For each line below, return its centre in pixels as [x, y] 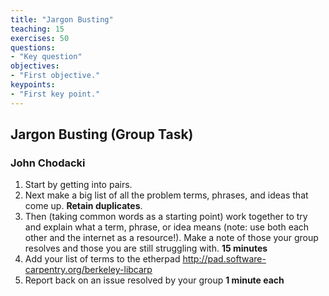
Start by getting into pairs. [78, 185]
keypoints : [33, 85]
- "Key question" [46, 57]
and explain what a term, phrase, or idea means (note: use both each [167, 227]
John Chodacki [48, 163]
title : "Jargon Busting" [62, 19]
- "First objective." [55, 76]
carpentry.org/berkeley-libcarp [88, 270]
